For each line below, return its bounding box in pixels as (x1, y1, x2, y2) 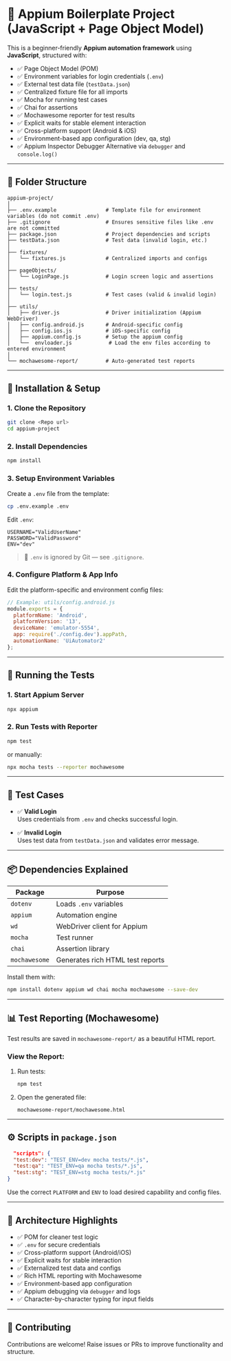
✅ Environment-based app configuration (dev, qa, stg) (16, 134, 171, 142)
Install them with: (7, 973, 56, 982)
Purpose (96, 888, 125, 897)
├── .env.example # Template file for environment (7, 206, 201, 213)
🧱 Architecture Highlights (7, 1214, 118, 1226)
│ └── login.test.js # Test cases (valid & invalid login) (7, 291, 217, 298)
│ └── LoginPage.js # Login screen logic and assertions (7, 272, 214, 280)
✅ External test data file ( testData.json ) (16, 79, 131, 88)
